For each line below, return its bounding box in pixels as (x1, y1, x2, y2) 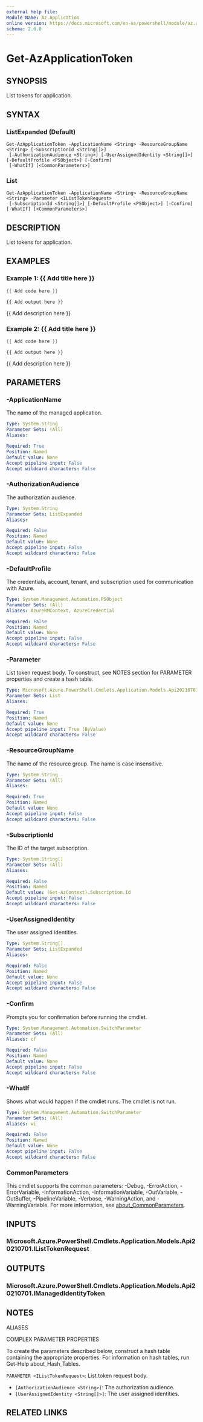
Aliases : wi (6, 1121, 36, 1127)
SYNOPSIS (6, 76, 48, 86)
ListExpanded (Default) (6, 128, 76, 136)
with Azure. (6, 585, 35, 592)
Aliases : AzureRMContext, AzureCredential (6, 608, 115, 614)
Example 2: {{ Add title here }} (6, 324, 97, 333)
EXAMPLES (6, 256, 50, 266)
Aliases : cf (6, 1036, 36, 1043)
